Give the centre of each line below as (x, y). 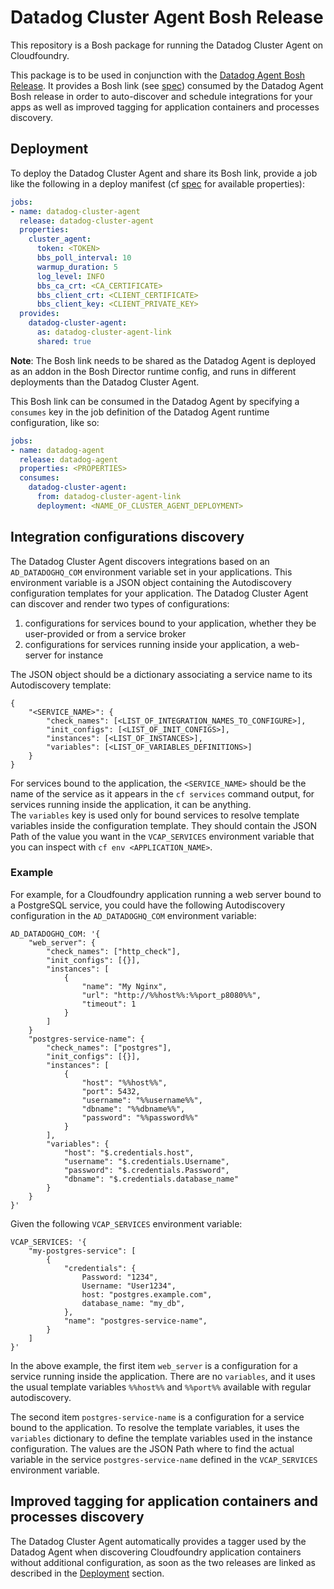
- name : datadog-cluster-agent (75, 211)
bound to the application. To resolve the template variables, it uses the (155, 1427)
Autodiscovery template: (61, 685)
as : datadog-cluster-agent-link (104, 332)
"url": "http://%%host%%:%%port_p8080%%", (171, 995)
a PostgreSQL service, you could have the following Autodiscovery (148, 905)
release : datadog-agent (68, 459)
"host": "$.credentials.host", (129, 1152)
